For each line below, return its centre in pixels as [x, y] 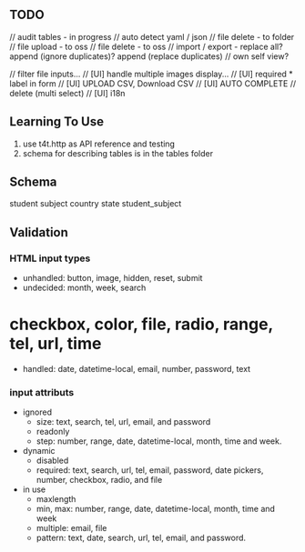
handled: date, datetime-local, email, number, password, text [137, 369]
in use [34, 489]
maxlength [56, 499]
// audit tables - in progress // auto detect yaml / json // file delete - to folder [152, 36]
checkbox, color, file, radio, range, [141, 324]
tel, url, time [56, 344]
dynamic [39, 451]
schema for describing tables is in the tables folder [118, 153]
